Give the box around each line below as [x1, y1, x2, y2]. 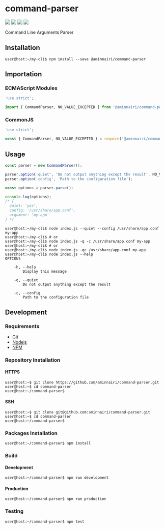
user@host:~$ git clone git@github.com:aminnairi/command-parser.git [5, 410, 151, 414]
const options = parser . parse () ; [5, 185, 74, 190]
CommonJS [5, 117, 34, 123]
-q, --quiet [14, 277, 38, 283]
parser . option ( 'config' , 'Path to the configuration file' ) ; [5, 176, 133, 181]
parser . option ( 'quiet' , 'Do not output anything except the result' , [5, 172, 151, 177]
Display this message [23, 269, 67, 274]
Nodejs [12, 339, 27, 345]
